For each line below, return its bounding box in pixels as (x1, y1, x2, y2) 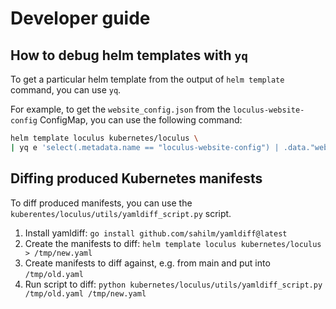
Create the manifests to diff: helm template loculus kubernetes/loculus (24, 237, 322, 249)
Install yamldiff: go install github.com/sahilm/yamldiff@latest (24, 227, 288, 239)
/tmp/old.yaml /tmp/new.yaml (24, 288, 147, 299)
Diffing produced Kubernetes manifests (10, 170, 263, 187)
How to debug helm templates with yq (10, 47, 248, 64)
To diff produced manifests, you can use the (10, 197, 193, 209)
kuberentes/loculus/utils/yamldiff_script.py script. (10, 207, 232, 219)
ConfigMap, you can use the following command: (39, 114, 243, 126)
